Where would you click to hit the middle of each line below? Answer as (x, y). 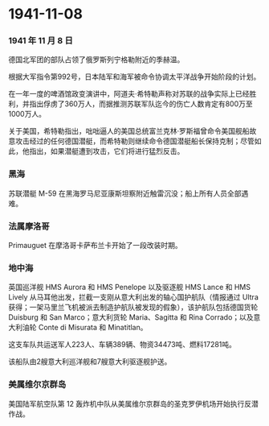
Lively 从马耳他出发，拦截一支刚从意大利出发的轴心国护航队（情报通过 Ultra (133, 297)
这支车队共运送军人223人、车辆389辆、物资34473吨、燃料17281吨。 (122, 345)
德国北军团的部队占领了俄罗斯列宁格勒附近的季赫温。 (96, 60)
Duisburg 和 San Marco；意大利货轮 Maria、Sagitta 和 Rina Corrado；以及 (131, 317)
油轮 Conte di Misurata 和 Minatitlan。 (85, 328)
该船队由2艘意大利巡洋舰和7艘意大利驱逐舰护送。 (90, 362)
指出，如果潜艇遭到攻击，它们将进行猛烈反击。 (107, 151)
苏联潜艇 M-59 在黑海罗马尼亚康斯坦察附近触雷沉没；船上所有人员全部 (125, 193)
